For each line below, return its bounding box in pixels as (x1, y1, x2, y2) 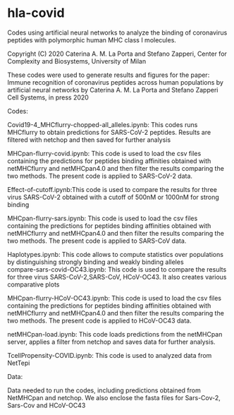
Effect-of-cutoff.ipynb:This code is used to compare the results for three (7, 185, 217, 193)
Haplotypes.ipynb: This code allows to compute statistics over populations (7, 250, 224, 258)
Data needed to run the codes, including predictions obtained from (7, 386, 201, 395)
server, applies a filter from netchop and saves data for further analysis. (7, 337, 216, 346)
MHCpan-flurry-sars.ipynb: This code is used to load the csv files (7, 214, 198, 222)
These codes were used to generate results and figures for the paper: (7, 71, 210, 79)
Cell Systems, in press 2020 (7, 93, 90, 102)
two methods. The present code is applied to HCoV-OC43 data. (7, 316, 192, 325)
